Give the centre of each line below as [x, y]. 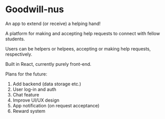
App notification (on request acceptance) [56, 105]
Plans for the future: [26, 74]
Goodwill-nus [35, 9]
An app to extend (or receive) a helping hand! [53, 23]
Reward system [29, 111]
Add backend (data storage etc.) [47, 84]
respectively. [19, 54]
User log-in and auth [34, 89]
